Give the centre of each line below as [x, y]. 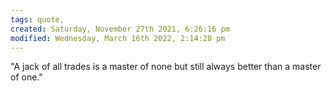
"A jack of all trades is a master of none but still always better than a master [166, 67]
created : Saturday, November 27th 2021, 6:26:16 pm [120, 29]
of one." [26, 77]
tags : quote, [37, 19]
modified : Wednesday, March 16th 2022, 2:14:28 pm [118, 38]
